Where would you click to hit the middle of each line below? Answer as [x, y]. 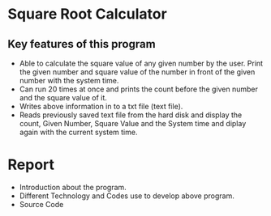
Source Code [41, 204]
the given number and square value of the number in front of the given [137, 72]
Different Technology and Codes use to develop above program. [127, 196]
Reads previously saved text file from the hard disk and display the [131, 115]
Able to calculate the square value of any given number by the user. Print [141, 63]
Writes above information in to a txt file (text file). [101, 106]
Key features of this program [82, 44]
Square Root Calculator [87, 14]
